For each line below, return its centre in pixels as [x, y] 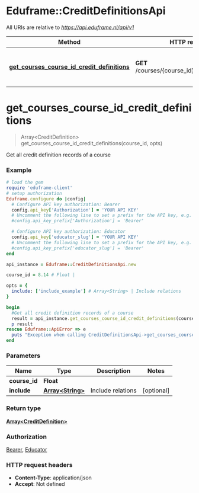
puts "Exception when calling [49, 335]
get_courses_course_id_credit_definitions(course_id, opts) [92, 143]
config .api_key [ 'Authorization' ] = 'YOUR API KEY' [75, 210]
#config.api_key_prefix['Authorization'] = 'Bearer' [78, 221]
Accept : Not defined [40, 484]
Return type [24, 408]
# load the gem [25, 183]
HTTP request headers [39, 465]
